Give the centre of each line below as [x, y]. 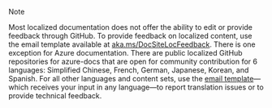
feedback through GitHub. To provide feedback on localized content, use [130, 36]
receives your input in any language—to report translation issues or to [147, 87]
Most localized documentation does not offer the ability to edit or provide [131, 27]
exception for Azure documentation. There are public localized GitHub [125, 53]
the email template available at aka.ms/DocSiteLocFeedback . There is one [132, 44]
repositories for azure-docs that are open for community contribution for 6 [133, 61]
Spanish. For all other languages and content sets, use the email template [131, 79]
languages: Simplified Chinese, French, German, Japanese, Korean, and [129, 70]
